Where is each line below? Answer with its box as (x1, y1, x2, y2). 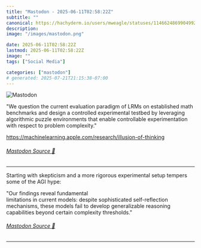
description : (6, 25, 39, 32)
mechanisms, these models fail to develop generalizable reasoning (6, 202, 170, 210)
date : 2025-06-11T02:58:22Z (6, 42, 77, 48)
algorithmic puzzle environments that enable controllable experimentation (6, 116, 188, 123)
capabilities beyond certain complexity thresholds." (6, 208, 133, 216)
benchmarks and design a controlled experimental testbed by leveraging (6, 109, 185, 117)
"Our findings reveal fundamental (6, 189, 89, 196)
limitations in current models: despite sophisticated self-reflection (6, 196, 169, 203)
